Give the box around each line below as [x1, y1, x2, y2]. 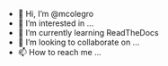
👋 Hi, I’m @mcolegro [17, 9, 94, 19]
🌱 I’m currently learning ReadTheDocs [17, 28, 159, 37]
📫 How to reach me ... [17, 47, 102, 57]
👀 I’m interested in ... [17, 18, 94, 29]
